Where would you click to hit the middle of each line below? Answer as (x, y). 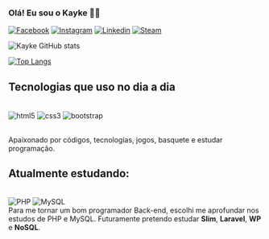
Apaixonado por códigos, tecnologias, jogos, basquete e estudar (116, 139)
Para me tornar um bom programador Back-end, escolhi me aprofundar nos (134, 210)
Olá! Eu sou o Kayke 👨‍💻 (54, 13)
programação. (32, 148)
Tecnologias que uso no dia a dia (92, 87)
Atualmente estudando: (69, 173)
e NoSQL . (25, 227)
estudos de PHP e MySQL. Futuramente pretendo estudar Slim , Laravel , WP (135, 218)
